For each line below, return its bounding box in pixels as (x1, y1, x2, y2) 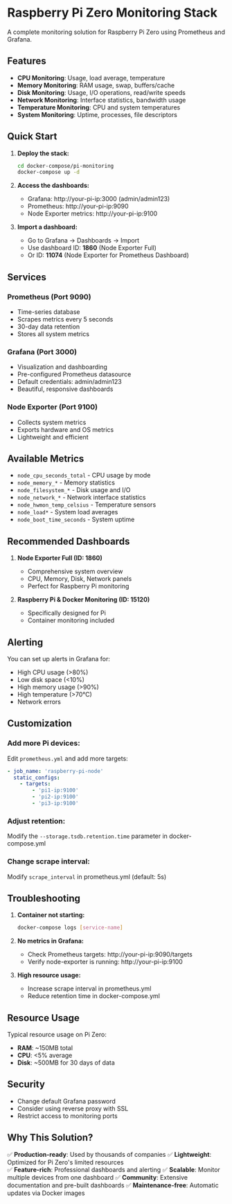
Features (7, 55, 46, 67)
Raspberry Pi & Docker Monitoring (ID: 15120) (17, 595, 150, 604)
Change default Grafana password (17, 1097, 116, 1105)
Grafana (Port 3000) (7, 347, 78, 356)
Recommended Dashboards (7, 535, 130, 547)
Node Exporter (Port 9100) (7, 402, 98, 412)
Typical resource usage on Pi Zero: (7, 1031, 107, 1039)
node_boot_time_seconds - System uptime (17, 515, 135, 524)
